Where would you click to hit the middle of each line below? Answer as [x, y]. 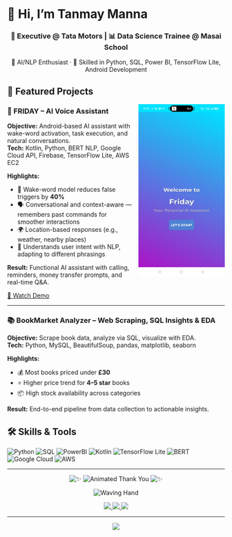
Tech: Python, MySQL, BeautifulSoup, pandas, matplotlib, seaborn [102, 345]
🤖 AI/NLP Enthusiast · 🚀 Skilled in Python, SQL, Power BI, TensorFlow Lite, [116, 62]
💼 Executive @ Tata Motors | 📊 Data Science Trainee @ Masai [116, 36]
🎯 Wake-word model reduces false [66, 190]
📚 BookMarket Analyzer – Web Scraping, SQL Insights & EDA [112, 320]
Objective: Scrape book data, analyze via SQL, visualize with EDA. [101, 338]
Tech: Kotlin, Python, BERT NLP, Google [64, 148]
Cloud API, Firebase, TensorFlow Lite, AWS [68, 155]
